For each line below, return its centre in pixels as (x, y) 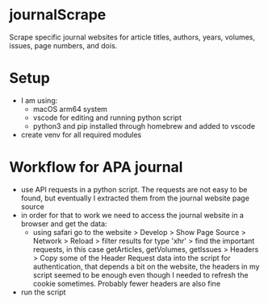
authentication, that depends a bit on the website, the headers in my (146, 266)
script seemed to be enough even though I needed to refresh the (140, 274)
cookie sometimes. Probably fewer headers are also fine (127, 283)
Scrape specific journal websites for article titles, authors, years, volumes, (132, 37)
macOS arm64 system (70, 109)
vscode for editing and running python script (107, 117)
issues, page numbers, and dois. (63, 45)
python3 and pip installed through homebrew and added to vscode (144, 126)
